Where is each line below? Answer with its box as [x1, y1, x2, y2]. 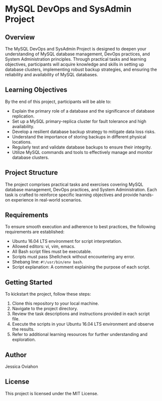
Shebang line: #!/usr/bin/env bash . [12, 259, 83, 265]
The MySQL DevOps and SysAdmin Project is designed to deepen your [5, 46, 147, 51]
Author [5, 351, 27, 359]
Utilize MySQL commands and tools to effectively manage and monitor [12, 149, 153, 155]
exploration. [12, 336, 36, 343]
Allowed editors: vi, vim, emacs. [12, 244, 76, 250]
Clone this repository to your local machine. [12, 301, 99, 306]
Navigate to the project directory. [12, 306, 78, 312]
